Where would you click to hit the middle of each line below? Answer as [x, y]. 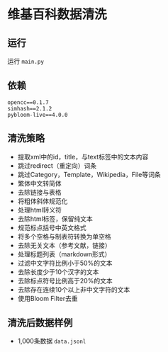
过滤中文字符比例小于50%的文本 [65, 263]
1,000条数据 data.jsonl [52, 341]
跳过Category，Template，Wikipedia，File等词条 [89, 174]
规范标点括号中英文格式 [52, 227]
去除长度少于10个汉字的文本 [58, 272]
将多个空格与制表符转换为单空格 [64, 236]
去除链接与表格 [39, 192]
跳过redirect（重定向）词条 [57, 165]
